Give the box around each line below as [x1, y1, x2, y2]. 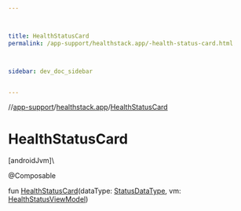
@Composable [8, 171, 57, 180]
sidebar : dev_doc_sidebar [8, 67, 93, 75]
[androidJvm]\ [8, 156, 55, 166]
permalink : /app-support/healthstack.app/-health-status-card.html [8, 39, 234, 47]
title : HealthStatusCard [8, 32, 89, 40]
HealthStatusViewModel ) [8, 195, 89, 204]
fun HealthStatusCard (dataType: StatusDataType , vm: [8, 186, 181, 196]
